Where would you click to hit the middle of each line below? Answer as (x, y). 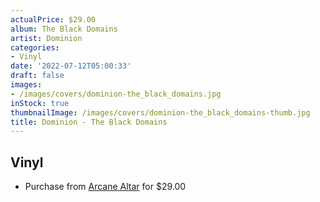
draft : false (37, 76)
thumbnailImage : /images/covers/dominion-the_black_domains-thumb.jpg (160, 112)
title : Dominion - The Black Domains (89, 122)
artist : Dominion (46, 38)
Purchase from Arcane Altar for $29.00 (105, 187)
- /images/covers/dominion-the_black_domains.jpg (116, 94)
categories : (35, 47)
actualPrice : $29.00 (53, 19)
